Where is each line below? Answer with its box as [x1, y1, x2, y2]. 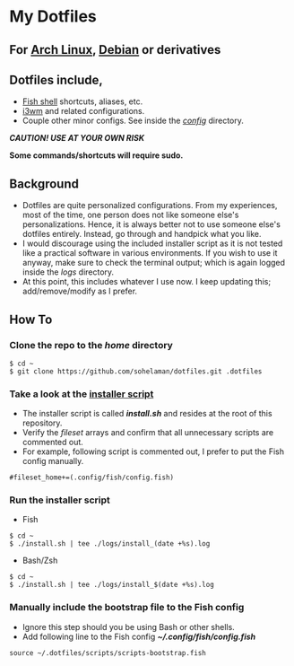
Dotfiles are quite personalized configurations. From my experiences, [22, 200, 278, 211]
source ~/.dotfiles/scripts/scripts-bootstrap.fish [9, 648, 206, 657]
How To [9, 311, 53, 327]
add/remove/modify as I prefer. [22, 285, 137, 297]
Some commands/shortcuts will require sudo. [9, 150, 184, 161]
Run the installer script [9, 494, 110, 506]
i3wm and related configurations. [22, 106, 145, 117]
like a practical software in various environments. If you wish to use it [22, 248, 278, 259]
